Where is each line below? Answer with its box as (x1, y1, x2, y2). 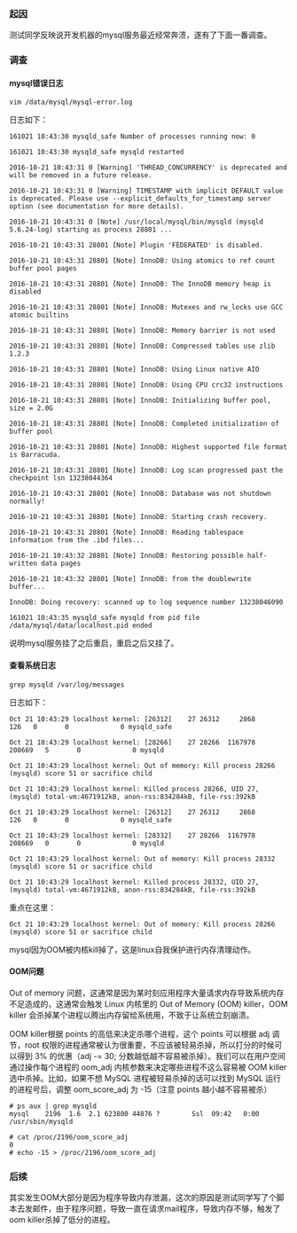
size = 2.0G (9, 404, 53, 413)
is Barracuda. (9, 451, 62, 459)
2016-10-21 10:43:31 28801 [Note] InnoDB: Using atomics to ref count (9, 256, 276, 265)
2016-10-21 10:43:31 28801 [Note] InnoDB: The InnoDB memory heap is (9, 279, 272, 289)
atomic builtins (9, 310, 69, 320)
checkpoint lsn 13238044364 (9, 474, 113, 483)
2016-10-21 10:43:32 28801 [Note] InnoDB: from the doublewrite (9, 575, 252, 584)
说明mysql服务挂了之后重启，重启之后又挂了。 (9, 638, 179, 648)
